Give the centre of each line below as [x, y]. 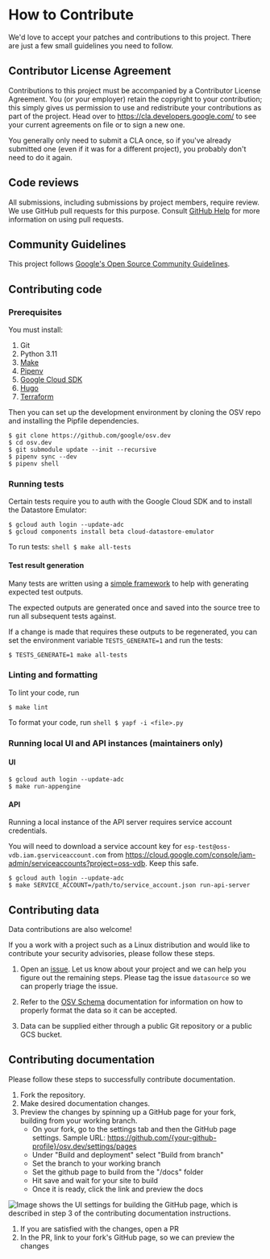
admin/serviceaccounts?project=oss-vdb [77, 863]
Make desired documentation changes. [85, 1103]
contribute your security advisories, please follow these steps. [112, 953]
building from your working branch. [79, 1120]
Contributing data [54, 910]
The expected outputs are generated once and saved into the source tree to [134, 607]
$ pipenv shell [34, 464]
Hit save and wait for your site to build [95, 1180]
